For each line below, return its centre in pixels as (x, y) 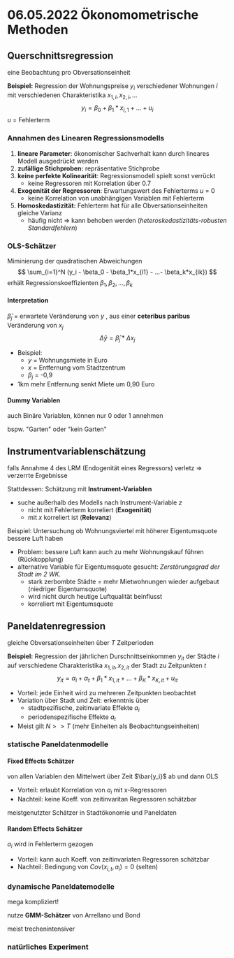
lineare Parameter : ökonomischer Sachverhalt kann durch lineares (113, 153)
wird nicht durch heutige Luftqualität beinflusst (95, 597)
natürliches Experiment (48, 947)
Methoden (38, 30)
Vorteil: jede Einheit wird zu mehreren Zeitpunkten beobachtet (107, 693)
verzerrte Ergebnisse (37, 476)
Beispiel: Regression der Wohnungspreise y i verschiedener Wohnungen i (112, 87)
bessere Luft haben (35, 539)
